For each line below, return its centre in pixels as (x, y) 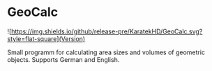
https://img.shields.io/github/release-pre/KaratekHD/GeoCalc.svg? (107, 31)
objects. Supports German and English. (63, 59)
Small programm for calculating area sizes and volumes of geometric (106, 52)
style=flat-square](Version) (46, 38)
